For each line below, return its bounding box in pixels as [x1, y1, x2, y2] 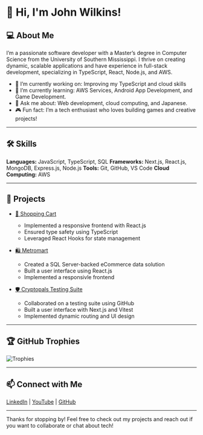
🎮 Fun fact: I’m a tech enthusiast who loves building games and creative [14, 106, 196, 114]
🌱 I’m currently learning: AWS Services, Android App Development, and [14, 87, 193, 94]
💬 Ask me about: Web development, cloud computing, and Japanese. [14, 100, 188, 106]
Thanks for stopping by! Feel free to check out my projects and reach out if [6, 416, 193, 423]
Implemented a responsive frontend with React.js [24, 222, 146, 229]
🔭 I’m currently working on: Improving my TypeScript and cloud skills [14, 80, 187, 87]
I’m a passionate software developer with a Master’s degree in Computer [6, 50, 187, 56]
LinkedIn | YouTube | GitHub [6, 398, 76, 405]
